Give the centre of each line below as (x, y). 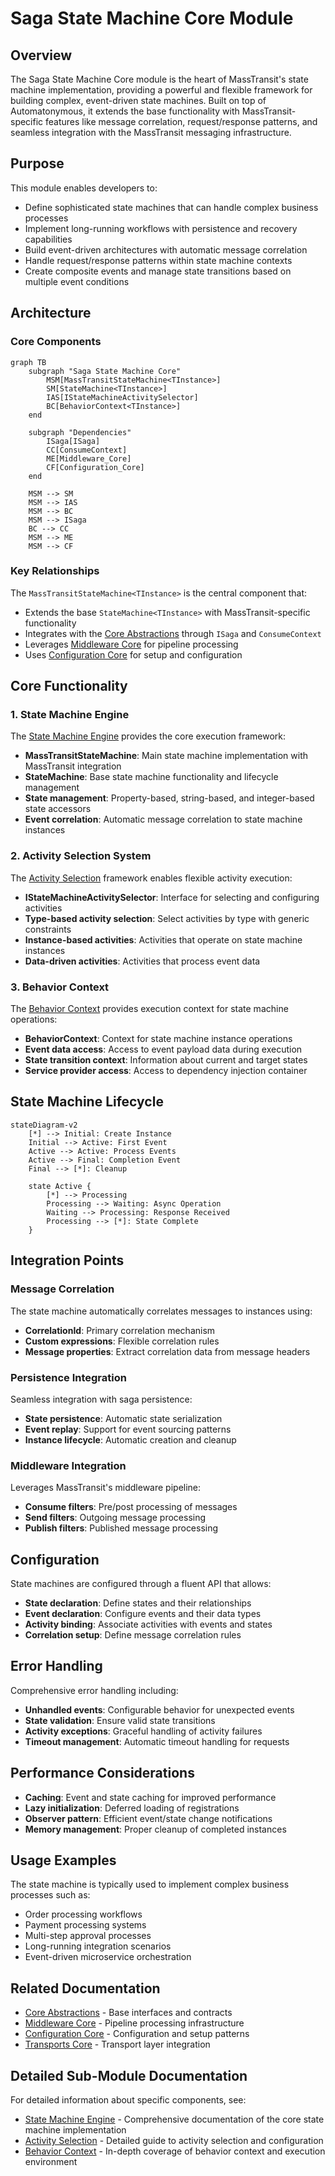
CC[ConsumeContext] (87, 450)
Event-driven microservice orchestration (108, 1957)
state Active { (60, 1186)
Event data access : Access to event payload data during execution (163, 1049)
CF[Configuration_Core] (95, 467)
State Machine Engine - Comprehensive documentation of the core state (174, 2119)
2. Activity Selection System (81, 856)
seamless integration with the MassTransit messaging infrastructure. (151, 132)
